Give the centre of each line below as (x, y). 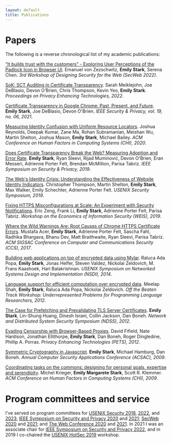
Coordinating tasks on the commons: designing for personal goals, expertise (86, 367)
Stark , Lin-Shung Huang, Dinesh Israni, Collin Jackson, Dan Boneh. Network (86, 316)
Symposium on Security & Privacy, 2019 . (48, 169)
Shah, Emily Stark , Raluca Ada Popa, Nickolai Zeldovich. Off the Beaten (81, 289)
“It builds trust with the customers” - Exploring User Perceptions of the (80, 64)
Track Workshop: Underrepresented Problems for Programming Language (84, 295)
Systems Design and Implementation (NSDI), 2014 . (59, 274)
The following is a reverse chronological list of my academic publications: (83, 54)
